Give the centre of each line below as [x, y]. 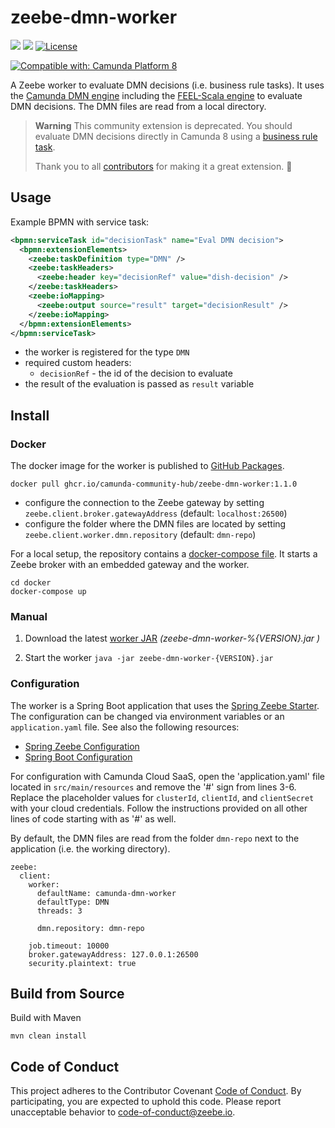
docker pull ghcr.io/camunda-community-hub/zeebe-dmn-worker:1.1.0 [154, 484]
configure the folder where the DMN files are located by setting [155, 524]
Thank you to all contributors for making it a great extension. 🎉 [163, 166]
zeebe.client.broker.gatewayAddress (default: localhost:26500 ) [156, 513]
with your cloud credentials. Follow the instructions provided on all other [159, 808]
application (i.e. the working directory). [90, 848]
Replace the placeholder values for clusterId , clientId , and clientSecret [162, 797]
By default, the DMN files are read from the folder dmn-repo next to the [155, 838]
